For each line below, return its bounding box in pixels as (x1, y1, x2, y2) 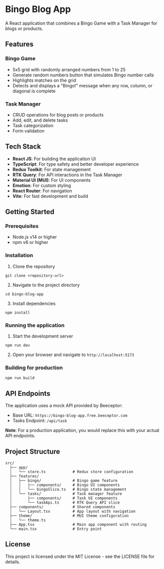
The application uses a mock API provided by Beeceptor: (5, 403, 123, 409)
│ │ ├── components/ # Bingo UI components (10, 482, 120, 488)
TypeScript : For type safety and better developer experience (12, 161, 139, 167)
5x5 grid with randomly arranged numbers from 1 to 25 (12, 66, 126, 72)
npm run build (5, 376, 35, 381)
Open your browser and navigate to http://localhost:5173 (12, 352, 134, 358)
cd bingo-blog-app (5, 291, 44, 297)
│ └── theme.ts (10, 517, 46, 523)
